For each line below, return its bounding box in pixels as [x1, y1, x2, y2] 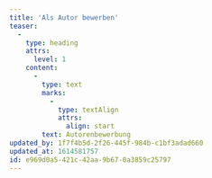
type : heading [25, 38, 78, 48]
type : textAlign [57, 105, 119, 114]
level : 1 [32, 55, 67, 64]
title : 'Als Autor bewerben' [9, 13, 119, 22]
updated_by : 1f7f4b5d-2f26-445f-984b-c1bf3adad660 [9, 138, 204, 147]
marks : [41, 88, 67, 97]
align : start [66, 122, 115, 131]
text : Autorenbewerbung [41, 130, 131, 139]
